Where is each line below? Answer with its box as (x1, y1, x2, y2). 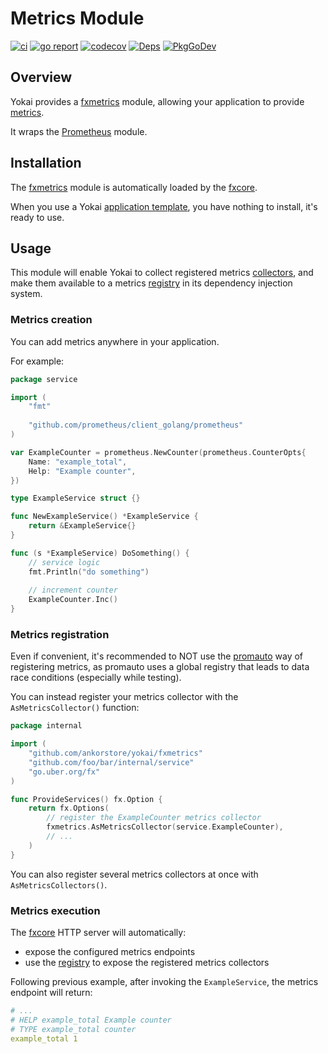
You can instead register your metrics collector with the (10, 691, 239, 703)
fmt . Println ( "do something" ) (28, 567, 150, 577)
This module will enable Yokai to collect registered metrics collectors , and (10, 267, 314, 279)
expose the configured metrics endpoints (24, 946, 196, 958)
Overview (10, 69, 73, 86)
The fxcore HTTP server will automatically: (10, 927, 187, 939)
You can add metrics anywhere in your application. (10, 335, 220, 347)
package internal (10, 721, 83, 731)
